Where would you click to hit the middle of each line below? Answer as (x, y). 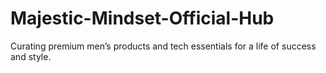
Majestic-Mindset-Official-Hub (142, 18)
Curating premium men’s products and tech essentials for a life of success (163, 46)
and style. (31, 56)
